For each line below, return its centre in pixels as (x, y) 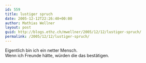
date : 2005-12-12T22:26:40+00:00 (39, 18)
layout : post (18, 28)
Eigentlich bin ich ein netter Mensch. (41, 50)
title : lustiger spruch (29, 14)
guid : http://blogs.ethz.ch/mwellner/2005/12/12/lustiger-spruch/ (73, 32)
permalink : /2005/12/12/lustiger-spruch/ (47, 37)
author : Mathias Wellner (30, 23)
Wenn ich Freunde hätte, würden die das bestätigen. (57, 55)
